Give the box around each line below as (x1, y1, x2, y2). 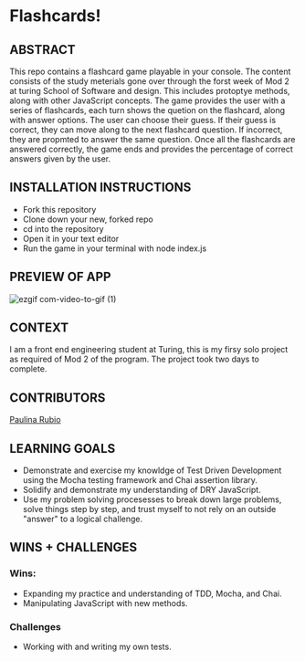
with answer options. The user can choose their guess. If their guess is (9, 115, 277, 125)
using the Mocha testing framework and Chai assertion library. (22, 475, 258, 486)
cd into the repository (22, 223, 104, 234)
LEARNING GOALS (9, 440, 116, 456)
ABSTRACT (9, 42, 76, 58)
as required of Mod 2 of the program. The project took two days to (9, 353, 260, 365)
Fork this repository (22, 204, 97, 215)
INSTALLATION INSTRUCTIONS (9, 180, 192, 195)
